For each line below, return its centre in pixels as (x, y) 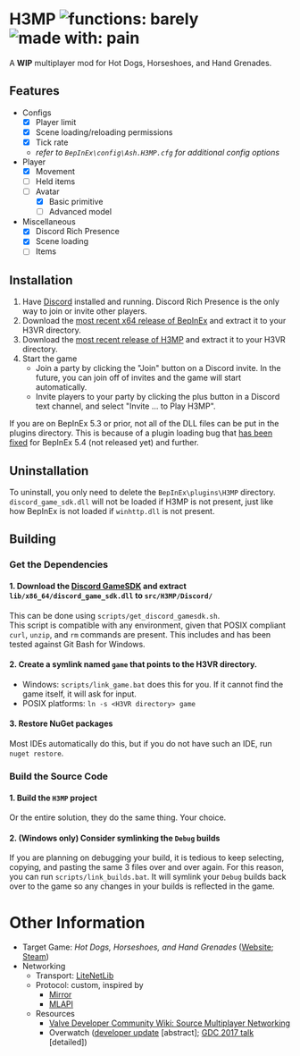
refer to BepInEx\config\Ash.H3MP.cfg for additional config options (157, 152)
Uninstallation (49, 471)
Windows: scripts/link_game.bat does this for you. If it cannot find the (153, 684)
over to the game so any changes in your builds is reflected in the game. (142, 886)
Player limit (56, 122)
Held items (55, 182)
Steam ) (35, 957)
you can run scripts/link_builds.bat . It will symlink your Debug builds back (148, 877)
